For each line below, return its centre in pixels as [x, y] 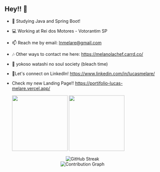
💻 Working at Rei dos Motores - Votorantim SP [60, 31]
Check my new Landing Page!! [43, 83]
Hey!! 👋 [16, 9]
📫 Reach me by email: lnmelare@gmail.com [57, 43]
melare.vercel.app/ [31, 88]
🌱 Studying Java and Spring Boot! [46, 21]
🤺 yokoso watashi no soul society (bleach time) [60, 64]
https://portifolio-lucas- [99, 83]
